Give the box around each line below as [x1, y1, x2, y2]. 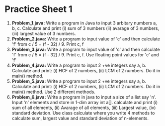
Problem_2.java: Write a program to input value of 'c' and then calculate [11, 36, 160, 42]
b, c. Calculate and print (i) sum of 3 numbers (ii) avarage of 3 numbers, [11, 25, 160, 31]
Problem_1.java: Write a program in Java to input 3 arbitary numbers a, [11, 20, 157, 26]
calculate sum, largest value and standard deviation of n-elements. [11, 115, 149, 121]
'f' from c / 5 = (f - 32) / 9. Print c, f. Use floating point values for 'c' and [11, 51, 160, 58]
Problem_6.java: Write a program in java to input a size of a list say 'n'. [11, 94, 157, 100]
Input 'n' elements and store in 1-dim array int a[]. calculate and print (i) [11, 99, 158, 105]
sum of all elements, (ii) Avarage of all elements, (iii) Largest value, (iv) [11, 105, 156, 111]
